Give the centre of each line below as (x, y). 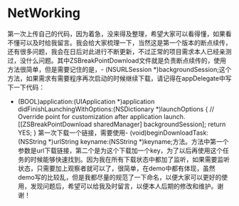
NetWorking (44, 13)
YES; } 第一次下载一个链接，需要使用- (73, 133)
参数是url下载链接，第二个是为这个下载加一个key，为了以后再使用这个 (120, 150)
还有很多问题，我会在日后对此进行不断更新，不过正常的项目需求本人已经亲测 (119, 51)
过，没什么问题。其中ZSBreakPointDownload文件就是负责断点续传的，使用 (117, 60)
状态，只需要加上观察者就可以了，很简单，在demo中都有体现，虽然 (116, 168)
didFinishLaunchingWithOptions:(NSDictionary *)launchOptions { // (116, 109)
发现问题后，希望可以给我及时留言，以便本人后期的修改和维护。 (124, 186)
